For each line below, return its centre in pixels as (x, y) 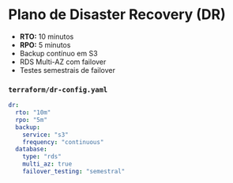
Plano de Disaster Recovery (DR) (117, 15)
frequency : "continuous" (63, 142)
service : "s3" (45, 135)
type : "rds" (42, 157)
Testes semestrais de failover (68, 70)
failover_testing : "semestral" (74, 172)
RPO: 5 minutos (45, 44)
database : (31, 149)
